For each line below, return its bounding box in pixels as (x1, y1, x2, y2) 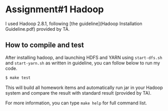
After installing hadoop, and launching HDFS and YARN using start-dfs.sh (5, 54, 162, 60)
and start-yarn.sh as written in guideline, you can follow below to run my (5, 60, 160, 66)
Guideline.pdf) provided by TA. (5, 26, 70, 32)
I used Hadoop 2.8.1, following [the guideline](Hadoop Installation (5, 20, 142, 27)
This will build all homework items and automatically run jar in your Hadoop (5, 84, 163, 91)
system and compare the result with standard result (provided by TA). (5, 90, 152, 96)
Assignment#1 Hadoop (5, 4, 104, 15)
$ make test (5, 75, 31, 80)
